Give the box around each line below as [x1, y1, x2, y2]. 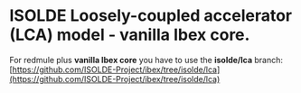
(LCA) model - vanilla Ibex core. [9, 24, 250, 45]
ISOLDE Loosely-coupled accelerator [9, 5, 292, 26]
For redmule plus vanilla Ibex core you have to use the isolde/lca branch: [9, 54, 283, 65]
